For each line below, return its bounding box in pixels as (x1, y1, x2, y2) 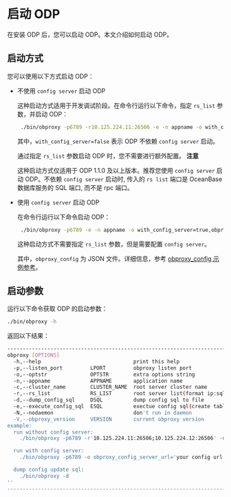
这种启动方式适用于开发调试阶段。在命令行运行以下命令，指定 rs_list (16, 101, 215, 109)
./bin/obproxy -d (19, 472, 69, 479)
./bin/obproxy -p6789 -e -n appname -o (20, 226, 135, 233)
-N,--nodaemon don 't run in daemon (13, 409, 192, 416)
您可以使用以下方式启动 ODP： (7, 72, 94, 80)
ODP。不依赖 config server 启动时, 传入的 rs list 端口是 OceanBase (25, 175, 223, 183)
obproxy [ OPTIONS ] (7, 352, 60, 359)
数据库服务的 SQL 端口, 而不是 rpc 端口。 (16, 183, 134, 191)
